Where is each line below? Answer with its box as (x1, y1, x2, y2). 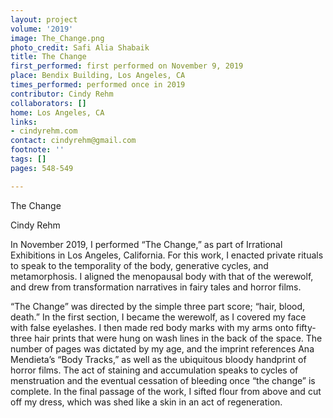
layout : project (10, 14, 78, 25)
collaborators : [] (10, 98, 87, 108)
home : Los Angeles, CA (10, 107, 105, 118)
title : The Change (10, 52, 87, 62)
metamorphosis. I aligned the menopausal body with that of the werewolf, (10, 270, 314, 282)
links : (10, 117, 38, 127)
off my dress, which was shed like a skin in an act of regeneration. (10, 396, 283, 408)
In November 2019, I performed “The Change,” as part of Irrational (10, 238, 283, 250)
